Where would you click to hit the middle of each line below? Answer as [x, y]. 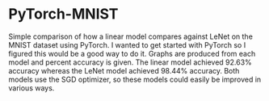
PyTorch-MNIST [63, 14]
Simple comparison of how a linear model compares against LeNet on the [130, 36]
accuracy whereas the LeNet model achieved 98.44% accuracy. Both [124, 70]
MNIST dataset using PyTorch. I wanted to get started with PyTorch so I [127, 44]
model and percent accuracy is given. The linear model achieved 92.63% [130, 62]
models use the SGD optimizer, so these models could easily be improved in [135, 79]
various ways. [32, 88]
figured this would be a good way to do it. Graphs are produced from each [132, 53]
